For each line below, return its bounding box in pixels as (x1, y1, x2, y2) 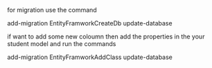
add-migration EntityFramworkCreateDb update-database (7, 19, 173, 27)
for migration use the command (7, 6, 97, 14)
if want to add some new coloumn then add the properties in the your (7, 32, 205, 41)
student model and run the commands (7, 40, 116, 47)
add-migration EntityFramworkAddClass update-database (7, 53, 173, 61)
